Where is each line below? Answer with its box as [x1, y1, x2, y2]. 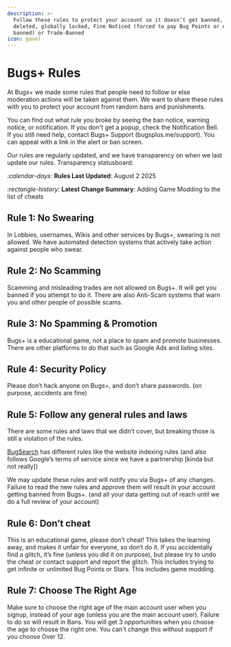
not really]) [7, 462, 38, 471]
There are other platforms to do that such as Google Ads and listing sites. [7, 343, 214, 351]
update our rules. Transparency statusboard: [7, 159, 134, 167]
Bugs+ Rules [7, 65, 81, 81]
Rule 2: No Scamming [7, 265, 101, 277]
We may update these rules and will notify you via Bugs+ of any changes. [7, 476, 215, 484]
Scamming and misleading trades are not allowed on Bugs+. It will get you [7, 283, 217, 292]
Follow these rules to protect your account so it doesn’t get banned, [13, 17, 223, 23]
